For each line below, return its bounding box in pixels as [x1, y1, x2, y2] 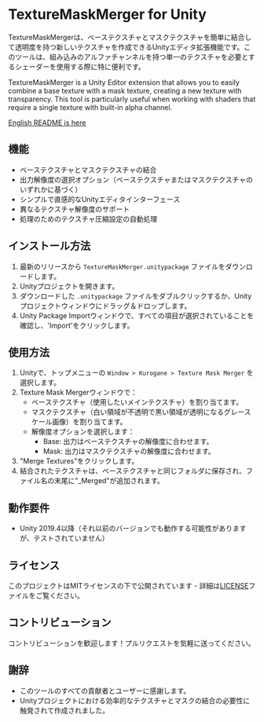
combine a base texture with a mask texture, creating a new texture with [8, 86, 242, 95]
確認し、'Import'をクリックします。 [19, 321, 134, 330]
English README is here [8, 118, 86, 127]
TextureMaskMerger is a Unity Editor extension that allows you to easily [8, 77, 240, 87]
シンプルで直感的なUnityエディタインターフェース [19, 194, 181, 203]
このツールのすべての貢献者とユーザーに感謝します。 [19, 686, 191, 695]
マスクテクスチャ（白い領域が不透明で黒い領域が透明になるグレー [31, 407, 245, 417]
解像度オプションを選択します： [31, 427, 135, 437]
